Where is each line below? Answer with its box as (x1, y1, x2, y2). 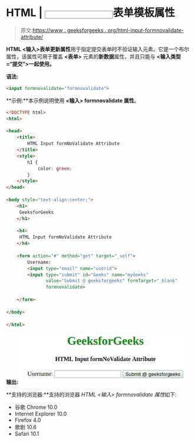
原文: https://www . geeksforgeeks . (20, 27, 107, 34)
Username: (27, 259, 51, 265)
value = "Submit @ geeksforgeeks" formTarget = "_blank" (45, 278, 178, 284)
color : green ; (37, 166, 72, 172)
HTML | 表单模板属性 (6, 6, 176, 20)
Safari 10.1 (14, 430, 39, 437)
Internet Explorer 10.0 (14, 410, 67, 418)
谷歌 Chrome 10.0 (14, 404, 58, 411)
